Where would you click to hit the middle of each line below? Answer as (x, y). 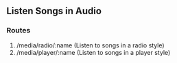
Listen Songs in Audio (54, 11)
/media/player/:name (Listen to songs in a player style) (93, 52)
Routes (19, 30)
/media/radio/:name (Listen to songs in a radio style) (91, 45)
